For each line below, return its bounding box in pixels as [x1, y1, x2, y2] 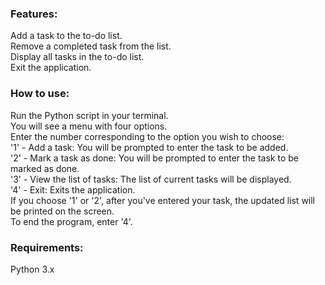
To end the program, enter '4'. [10, 215, 133, 227]
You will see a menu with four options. [10, 120, 168, 132]
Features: [10, 7, 58, 21]
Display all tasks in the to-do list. [10, 51, 145, 63]
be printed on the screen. [10, 205, 115, 217]
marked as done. [10, 162, 80, 174]
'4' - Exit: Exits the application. [10, 183, 136, 196]
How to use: [10, 87, 70, 101]
